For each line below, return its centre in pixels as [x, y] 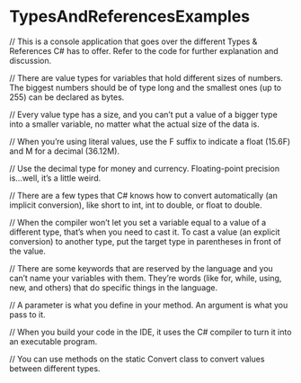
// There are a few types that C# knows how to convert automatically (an [144, 195]
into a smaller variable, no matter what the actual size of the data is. [134, 124]
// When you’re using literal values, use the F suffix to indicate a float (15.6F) [150, 141]
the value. [28, 251]
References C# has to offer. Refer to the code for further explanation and [144, 50]
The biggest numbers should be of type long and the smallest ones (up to [146, 87]
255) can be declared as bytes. [67, 97]
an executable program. [53, 341]
